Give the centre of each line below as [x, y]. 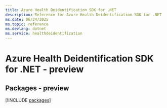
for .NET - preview [45, 69]
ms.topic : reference [27, 24]
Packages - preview [37, 88]
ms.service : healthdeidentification [44, 33]
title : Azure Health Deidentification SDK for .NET [61, 10]
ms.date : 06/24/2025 [27, 19]
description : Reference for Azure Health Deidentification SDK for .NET [83, 15]
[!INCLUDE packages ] [28, 100]
